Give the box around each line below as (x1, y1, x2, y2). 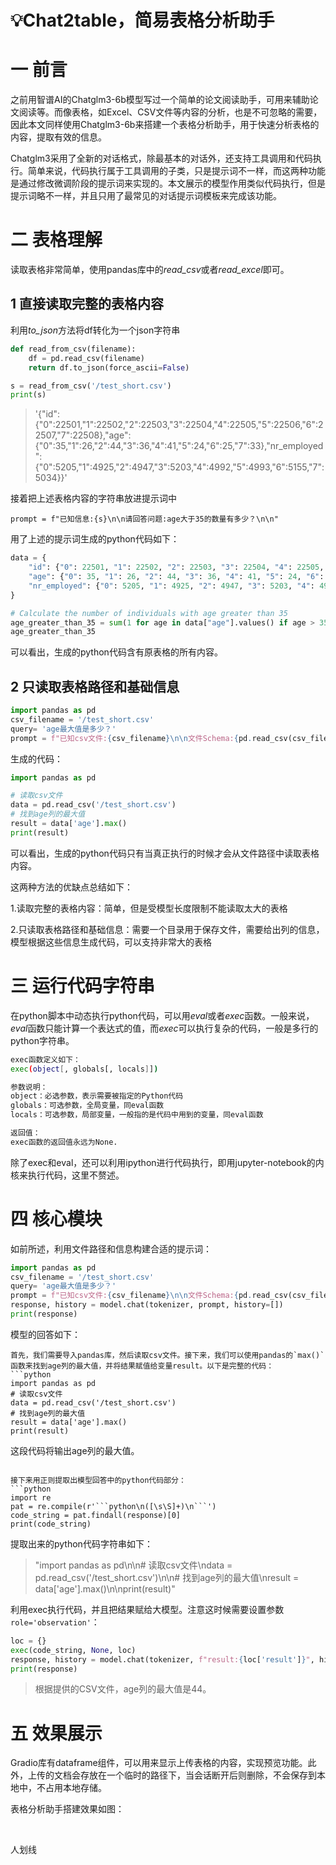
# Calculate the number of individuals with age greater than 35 (10, 608, 288, 618)
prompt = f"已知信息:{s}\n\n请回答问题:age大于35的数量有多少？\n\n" (10, 514, 279, 525)
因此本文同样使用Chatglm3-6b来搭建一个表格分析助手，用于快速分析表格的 (10, 119, 320, 131)
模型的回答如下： (10, 1328, 81, 1340)
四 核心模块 (10, 1207, 103, 1230)
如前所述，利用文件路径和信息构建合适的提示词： (10, 1242, 212, 1255)
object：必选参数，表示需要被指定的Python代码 (10, 1091, 184, 1101)
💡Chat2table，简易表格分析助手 (10, 9, 275, 32)
